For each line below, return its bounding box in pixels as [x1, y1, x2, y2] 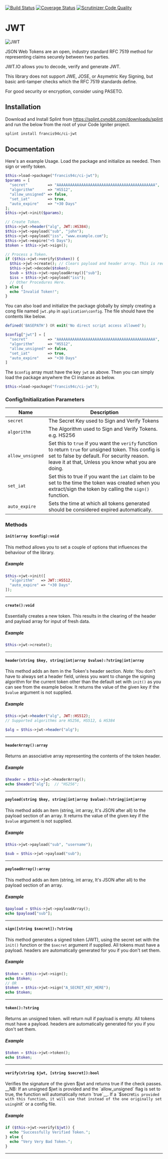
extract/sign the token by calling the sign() [48, 486, 150, 493]
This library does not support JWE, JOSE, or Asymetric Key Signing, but [5, 73, 153, 79]
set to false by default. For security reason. [48, 452, 149, 459]
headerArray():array [5, 743, 48, 748]
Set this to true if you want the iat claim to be [48, 473, 155, 480]
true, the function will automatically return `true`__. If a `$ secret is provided [5, 1091, 159, 1097]
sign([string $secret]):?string [5, 927, 72, 932]
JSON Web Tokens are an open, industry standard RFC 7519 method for [5, 48, 153, 55]
